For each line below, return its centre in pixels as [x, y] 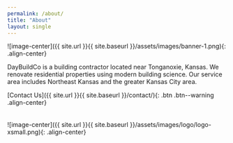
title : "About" [29, 20]
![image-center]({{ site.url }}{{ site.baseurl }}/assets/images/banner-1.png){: [117, 47]
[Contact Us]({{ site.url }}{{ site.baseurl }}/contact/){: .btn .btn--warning [111, 95]
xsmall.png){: [26, 132]
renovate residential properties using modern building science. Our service [115, 74]
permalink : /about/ [36, 14]
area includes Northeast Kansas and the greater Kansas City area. [102, 82]
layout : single [29, 26]
